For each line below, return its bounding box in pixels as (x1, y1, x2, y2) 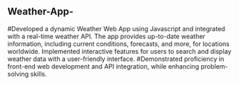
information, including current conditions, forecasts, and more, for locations (7, 39, 230, 48)
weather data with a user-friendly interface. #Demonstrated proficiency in (7, 55, 225, 63)
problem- (200, 62, 228, 70)
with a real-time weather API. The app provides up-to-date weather (7, 32, 205, 40)
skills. (30, 69, 47, 78)
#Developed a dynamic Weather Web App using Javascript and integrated (7, 24, 225, 33)
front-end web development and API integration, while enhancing (7, 62, 200, 70)
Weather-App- (7, 6, 73, 18)
